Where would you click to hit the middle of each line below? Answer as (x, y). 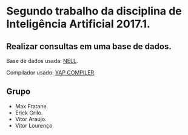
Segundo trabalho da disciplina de (94, 11)
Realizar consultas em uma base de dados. (89, 46)
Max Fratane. (32, 106)
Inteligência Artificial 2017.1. (78, 24)
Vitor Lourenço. (35, 125)
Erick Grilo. (29, 113)
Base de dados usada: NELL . (42, 61)
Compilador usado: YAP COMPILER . (51, 73)
